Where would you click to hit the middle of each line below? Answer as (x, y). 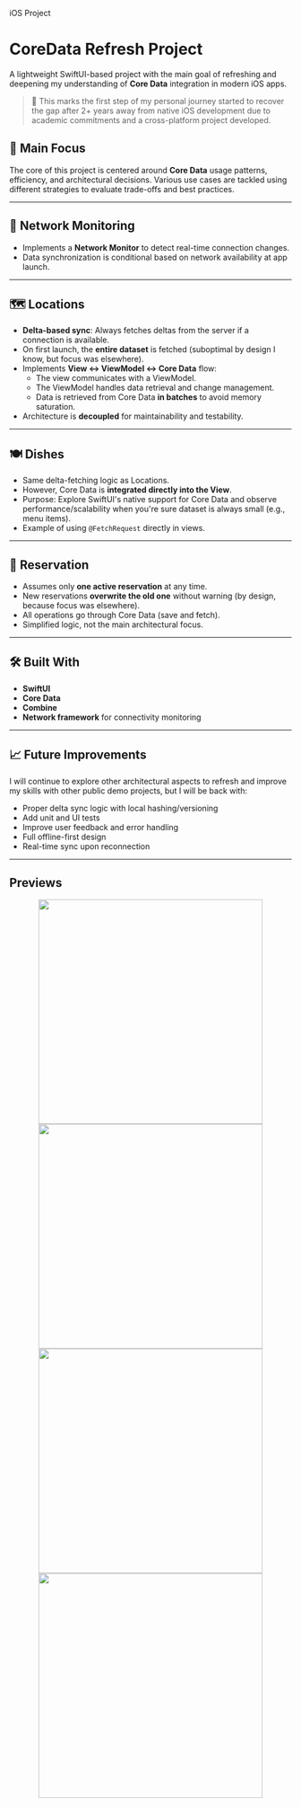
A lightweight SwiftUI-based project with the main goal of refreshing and (143, 74)
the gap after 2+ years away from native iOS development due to (151, 111)
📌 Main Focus (48, 149)
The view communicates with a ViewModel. (116, 378)
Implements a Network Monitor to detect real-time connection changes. (155, 247)
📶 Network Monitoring (73, 226)
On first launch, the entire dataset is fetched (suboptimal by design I (149, 350)
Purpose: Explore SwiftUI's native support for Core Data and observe (150, 500)
